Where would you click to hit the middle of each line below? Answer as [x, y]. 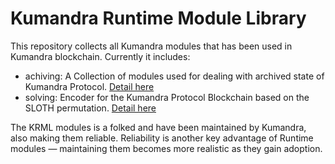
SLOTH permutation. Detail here [90, 108]
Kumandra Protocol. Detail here [89, 86]
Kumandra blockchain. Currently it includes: [100, 56]
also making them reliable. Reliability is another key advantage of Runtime [162, 138]
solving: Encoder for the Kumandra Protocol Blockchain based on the [167, 97]
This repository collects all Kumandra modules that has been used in [151, 46]
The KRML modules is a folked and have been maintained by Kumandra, [158, 127]
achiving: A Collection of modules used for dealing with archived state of [174, 76]
